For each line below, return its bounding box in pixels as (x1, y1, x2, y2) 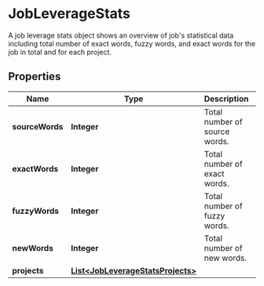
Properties (8, 70, 61, 83)
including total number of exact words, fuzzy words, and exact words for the (8, 38, 256, 48)
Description (203, 93, 249, 104)
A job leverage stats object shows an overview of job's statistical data (8, 31, 234, 40)
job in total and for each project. (8, 47, 112, 56)
